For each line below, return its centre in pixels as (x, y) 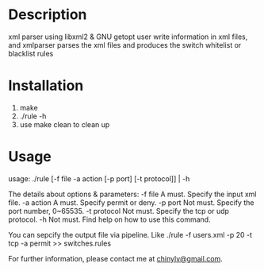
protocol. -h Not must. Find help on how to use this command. (110, 219)
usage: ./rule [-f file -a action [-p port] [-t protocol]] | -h (99, 178)
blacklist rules (31, 53)
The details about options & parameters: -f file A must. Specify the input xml (132, 194)
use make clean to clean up (65, 124)
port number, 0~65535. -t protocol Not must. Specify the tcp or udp (119, 211)
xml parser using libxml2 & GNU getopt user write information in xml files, (128, 37)
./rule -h (33, 116)
